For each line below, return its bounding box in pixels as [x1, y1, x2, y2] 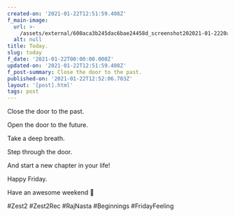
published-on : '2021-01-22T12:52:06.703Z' [7, 75, 133, 82]
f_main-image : [7, 17, 49, 24]
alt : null [13, 36, 42, 43]
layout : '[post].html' [7, 82, 73, 89]
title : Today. [7, 43, 49, 50]
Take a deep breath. [7, 134, 65, 143]
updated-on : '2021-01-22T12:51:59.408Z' [7, 62, 127, 69]
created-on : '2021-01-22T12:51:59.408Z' [7, 10, 127, 17]
